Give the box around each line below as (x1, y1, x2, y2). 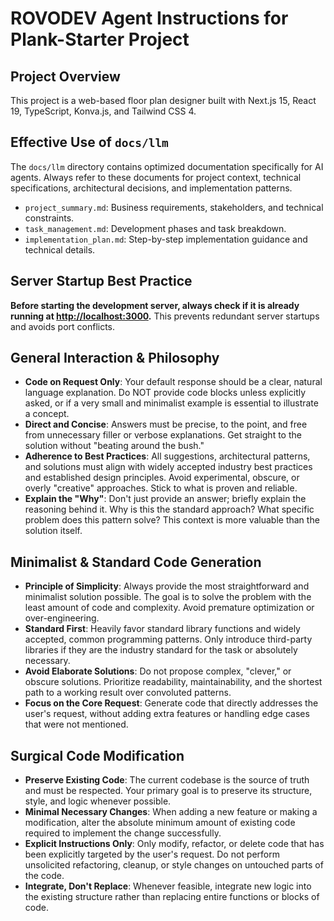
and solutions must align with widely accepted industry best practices (24, 461, 313, 473)
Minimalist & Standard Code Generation (10, 553, 262, 571)
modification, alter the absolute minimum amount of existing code (24, 817, 296, 829)
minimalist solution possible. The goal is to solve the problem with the (24, 591, 312, 603)
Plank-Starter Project (10, 28, 190, 51)
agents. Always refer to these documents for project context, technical (10, 171, 302, 183)
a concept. (24, 408, 70, 420)
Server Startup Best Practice (10, 273, 193, 290)
